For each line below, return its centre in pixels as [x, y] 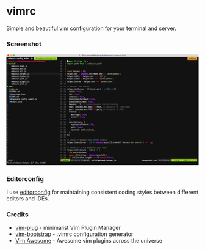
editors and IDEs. [28, 198]
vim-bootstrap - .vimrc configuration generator [74, 234]
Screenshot [24, 44]
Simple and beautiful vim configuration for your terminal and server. [92, 28]
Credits [17, 214]
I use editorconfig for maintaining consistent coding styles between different [103, 192]
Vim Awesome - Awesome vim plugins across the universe [89, 241]
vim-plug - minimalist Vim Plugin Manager [68, 228]
